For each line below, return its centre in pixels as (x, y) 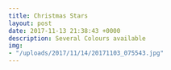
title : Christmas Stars (48, 16)
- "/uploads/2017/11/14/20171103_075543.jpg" (86, 53)
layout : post (30, 23)
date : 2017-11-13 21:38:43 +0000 (65, 31)
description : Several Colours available (77, 38)
